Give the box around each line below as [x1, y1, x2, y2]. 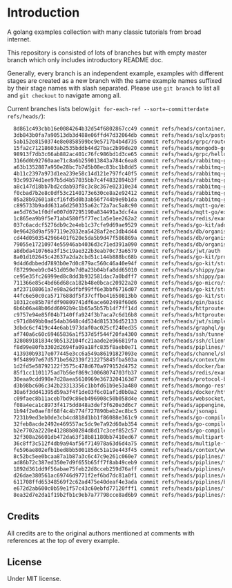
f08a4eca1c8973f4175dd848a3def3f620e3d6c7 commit [13, 401, 159, 408]
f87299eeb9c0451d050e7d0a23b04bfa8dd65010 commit [13, 267, 159, 274]
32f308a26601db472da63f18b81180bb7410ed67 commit [13, 433, 159, 440]
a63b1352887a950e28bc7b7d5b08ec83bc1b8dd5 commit [13, 164, 159, 171]
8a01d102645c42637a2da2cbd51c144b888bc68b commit [13, 254, 159, 260]
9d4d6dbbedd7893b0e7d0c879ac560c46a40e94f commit [13, 260, 159, 267]
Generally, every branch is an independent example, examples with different [7, 69, 224, 77]
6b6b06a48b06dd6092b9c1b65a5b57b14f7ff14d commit [13, 305, 159, 312]
